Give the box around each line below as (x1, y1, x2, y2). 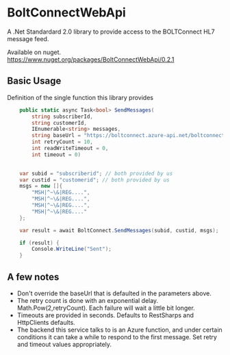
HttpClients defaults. (16, 318, 75, 326)
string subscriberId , (31, 113, 94, 120)
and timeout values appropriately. (16, 340, 112, 348)
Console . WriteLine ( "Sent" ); (31, 245, 112, 253)
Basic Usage (7, 75, 62, 87)
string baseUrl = (31, 132, 81, 139)
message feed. (7, 34, 49, 42)
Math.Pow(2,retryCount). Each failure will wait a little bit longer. (16, 304, 195, 312)
